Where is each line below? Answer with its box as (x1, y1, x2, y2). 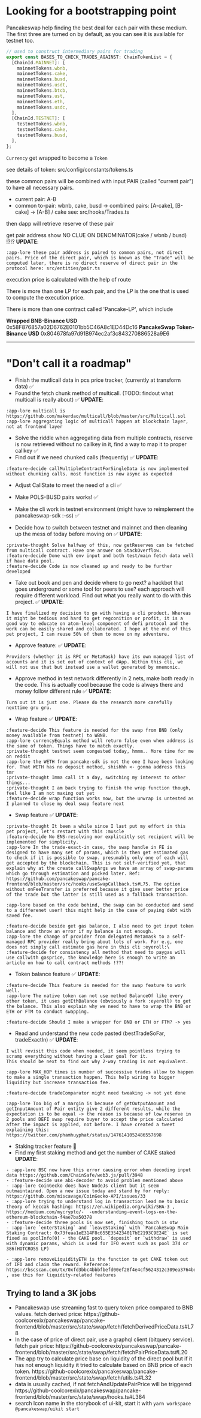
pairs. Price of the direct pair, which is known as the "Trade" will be (6, 255, 194, 261)
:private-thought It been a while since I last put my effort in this (6, 823, 186, 829)
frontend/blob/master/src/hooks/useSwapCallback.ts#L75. (6, 881, 151, 887)
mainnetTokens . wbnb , (17, 65, 68, 71)
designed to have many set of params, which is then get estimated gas (6, 849, 188, 855)
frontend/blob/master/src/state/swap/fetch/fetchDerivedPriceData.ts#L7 (14, 1323, 194, 1330)
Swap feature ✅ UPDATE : (14, 811, 78, 818)
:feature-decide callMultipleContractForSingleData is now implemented (6, 465, 188, 472)
